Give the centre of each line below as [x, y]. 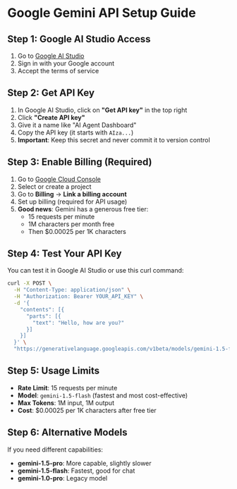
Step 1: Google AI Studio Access [79, 39]
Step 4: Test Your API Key [65, 254]
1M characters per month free [71, 224]
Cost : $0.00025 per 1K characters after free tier [87, 410]
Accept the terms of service [58, 71]
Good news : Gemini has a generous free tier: [83, 209]
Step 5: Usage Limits [54, 371]
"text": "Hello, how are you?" [79, 323]
